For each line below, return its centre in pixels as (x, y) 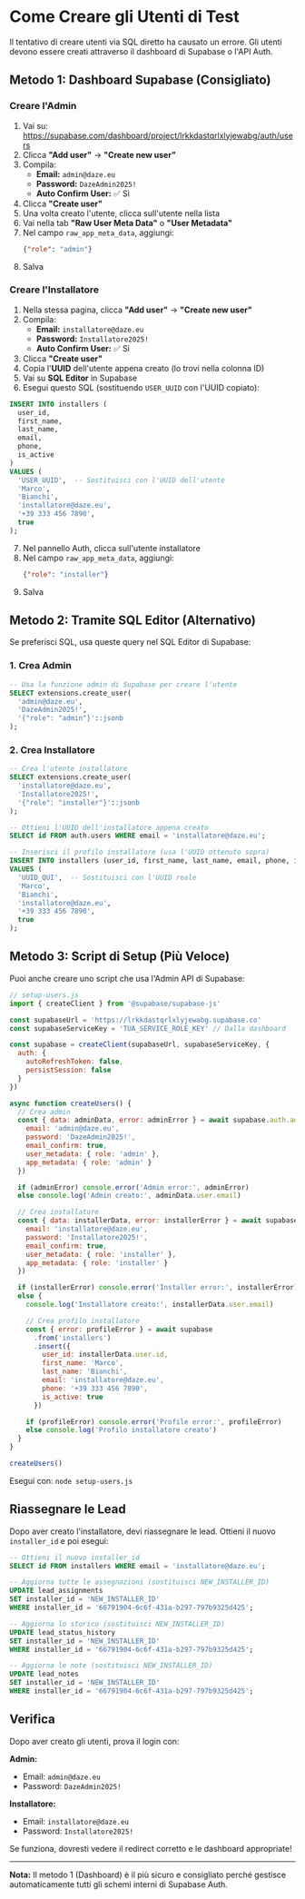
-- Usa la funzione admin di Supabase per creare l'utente (123, 684)
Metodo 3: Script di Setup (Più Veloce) (119, 957)
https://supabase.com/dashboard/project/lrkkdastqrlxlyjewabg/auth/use (157, 135)
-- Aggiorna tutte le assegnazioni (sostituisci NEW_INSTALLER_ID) (140, 1582)
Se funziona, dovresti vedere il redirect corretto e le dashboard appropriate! (151, 1848)
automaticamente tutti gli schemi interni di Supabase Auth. (119, 1884)
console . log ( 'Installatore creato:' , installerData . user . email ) (150, 1305)
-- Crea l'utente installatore (69, 769)
